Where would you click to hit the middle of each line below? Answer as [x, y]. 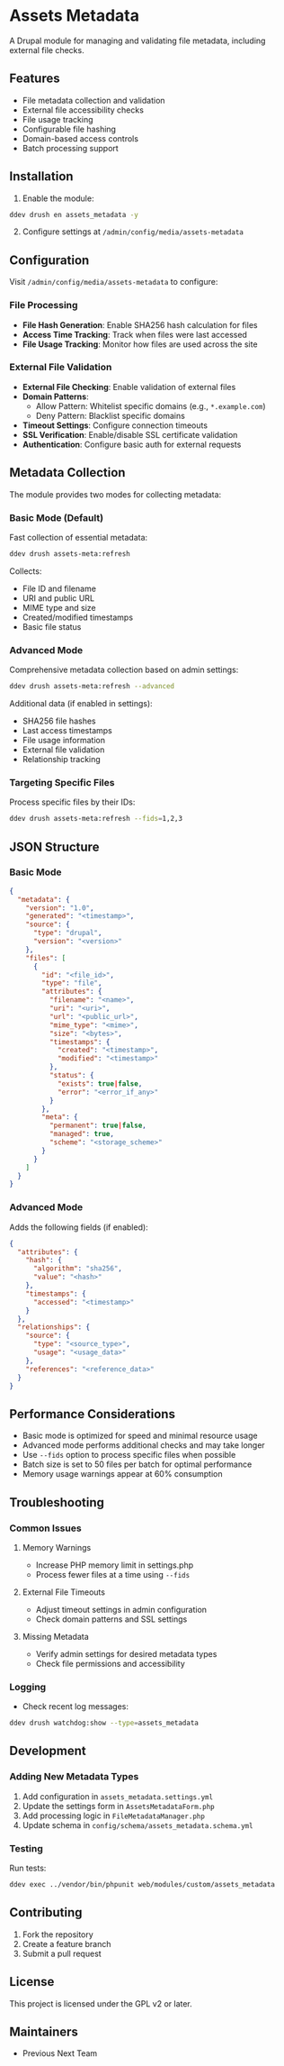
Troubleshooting [57, 1502]
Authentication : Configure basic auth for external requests [132, 444]
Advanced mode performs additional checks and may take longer [143, 1445]
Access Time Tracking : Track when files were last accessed [134, 334]
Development [48, 1751]
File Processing [44, 305]
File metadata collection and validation [93, 100]
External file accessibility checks [83, 110]
